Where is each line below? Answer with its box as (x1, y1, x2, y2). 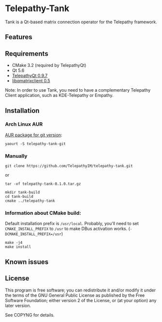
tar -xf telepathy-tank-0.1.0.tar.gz (5, 181, 81, 187)
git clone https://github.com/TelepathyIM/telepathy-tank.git (5, 163, 133, 169)
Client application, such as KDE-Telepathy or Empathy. (5, 93, 114, 98)
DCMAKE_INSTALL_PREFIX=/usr (5, 232, 62, 237)
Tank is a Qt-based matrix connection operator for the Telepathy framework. (5, 19, 157, 25)
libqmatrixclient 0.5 (12, 78, 50, 84)
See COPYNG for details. (5, 312, 55, 318)
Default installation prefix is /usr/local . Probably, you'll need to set (5, 221, 139, 226)
